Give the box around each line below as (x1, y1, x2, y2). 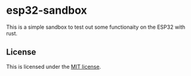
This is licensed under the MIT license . (6, 63, 101, 70)
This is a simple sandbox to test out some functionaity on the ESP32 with (6, 23, 186, 31)
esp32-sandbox (6, 4, 88, 17)
